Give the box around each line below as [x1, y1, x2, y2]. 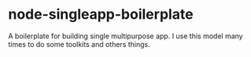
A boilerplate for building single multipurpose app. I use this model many [8, 31, 243, 41]
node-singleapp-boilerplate [8, 5, 194, 23]
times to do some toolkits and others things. [8, 39, 151, 48]
